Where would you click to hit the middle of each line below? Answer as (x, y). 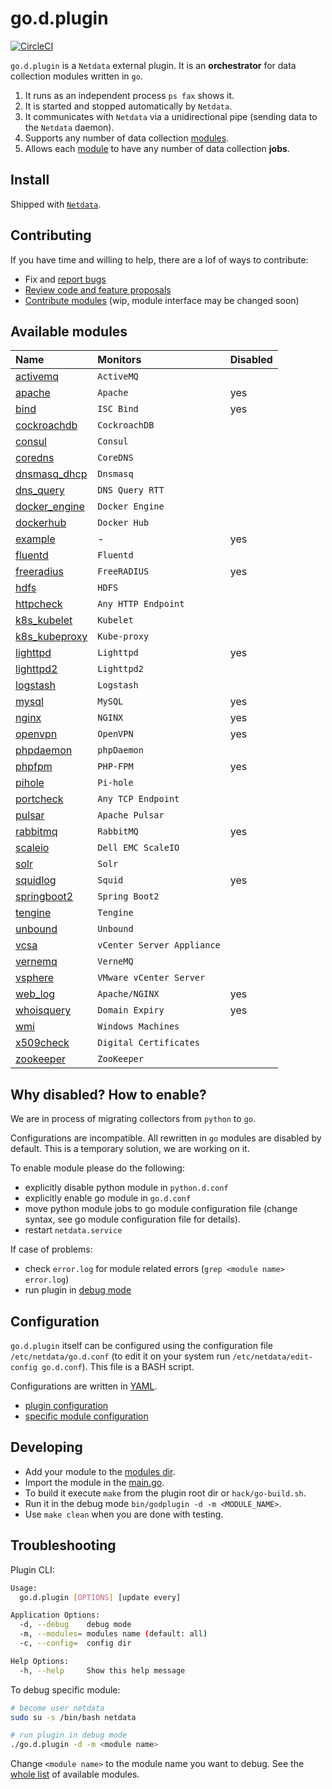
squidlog (36, 880)
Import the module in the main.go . (94, 1482)
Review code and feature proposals (98, 289)
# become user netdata (57, 1708)
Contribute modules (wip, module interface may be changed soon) (162, 300)
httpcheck (39, 604)
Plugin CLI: (32, 1569)
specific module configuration (86, 1416)
